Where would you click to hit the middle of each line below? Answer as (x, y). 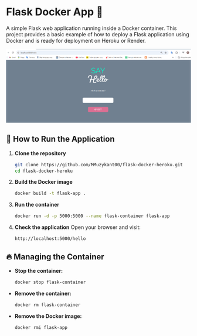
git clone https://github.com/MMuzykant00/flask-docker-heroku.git (98, 164)
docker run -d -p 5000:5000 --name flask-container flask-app (92, 216)
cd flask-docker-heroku (44, 171)
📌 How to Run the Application (61, 139)
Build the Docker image (44, 182)
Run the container (37, 205)
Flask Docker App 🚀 (55, 12)
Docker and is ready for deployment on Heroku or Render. (76, 40)
